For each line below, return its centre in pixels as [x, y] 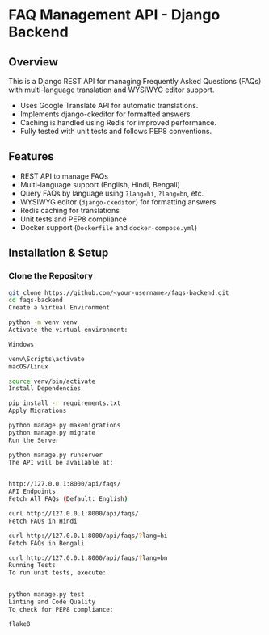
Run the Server [34, 440]
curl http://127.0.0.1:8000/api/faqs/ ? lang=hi [88, 536]
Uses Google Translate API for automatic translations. [109, 105]
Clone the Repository [51, 276]
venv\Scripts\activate [46, 359]
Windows [21, 344]
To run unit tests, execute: [57, 573]
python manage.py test [46, 595]
